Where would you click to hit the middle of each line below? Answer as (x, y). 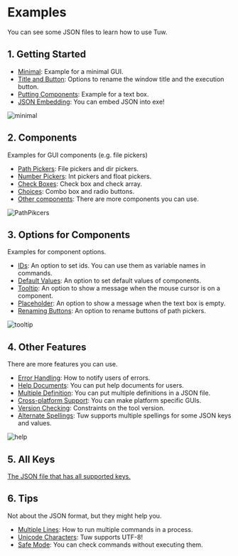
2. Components (42, 138)
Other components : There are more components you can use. (108, 199)
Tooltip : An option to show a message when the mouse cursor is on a (119, 288)
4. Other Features (47, 347)
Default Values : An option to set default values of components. (109, 280)
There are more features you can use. (63, 364)
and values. (34, 423)
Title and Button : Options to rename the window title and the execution (121, 79)
